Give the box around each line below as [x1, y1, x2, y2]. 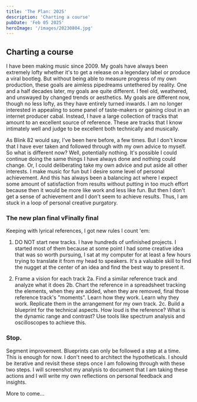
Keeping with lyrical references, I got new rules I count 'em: [6, 228, 150, 235]
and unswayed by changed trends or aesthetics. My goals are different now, [6, 94, 191, 101]
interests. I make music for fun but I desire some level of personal [6, 168, 165, 175]
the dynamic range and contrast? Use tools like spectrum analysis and [14, 313, 185, 320]
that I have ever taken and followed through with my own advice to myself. [6, 143, 186, 150]
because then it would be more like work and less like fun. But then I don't [6, 187, 185, 194]
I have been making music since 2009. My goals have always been [6, 62, 168, 70]
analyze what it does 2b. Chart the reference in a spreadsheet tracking [14, 281, 186, 289]
